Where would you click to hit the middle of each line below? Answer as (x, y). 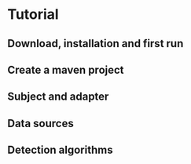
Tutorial (33, 15)
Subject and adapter (58, 97)
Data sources (40, 123)
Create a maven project (66, 69)
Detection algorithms (60, 150)
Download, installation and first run (95, 44)
